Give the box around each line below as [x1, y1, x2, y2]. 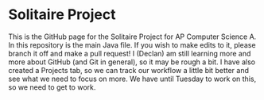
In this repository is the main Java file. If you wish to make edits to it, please [8, 40, 256, 49]
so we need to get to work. [8, 82, 96, 92]
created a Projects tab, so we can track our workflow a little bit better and [8, 65, 249, 75]
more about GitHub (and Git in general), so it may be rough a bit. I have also [8, 57, 256, 67]
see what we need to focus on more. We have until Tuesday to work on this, [8, 74, 257, 83]
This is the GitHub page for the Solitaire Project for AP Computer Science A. [8, 32, 257, 41]
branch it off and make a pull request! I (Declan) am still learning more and [8, 48, 251, 58]
